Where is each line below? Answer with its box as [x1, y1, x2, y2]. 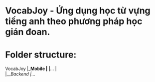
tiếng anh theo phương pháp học [5, 15, 143, 27]
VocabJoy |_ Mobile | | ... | [5, 65, 57, 72]
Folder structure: [5, 49, 77, 60]
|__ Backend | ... [5, 71, 36, 77]
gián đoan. [5, 26, 50, 37]
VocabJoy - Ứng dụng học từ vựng [5, 5, 151, 16]
